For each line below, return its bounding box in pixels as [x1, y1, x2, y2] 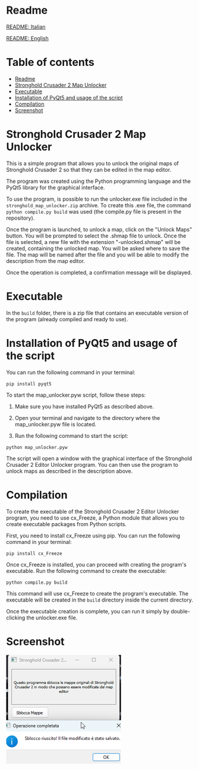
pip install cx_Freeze [6, 550, 62, 556]
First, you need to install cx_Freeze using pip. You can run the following [6, 532, 181, 539]
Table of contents [6, 56, 95, 69]
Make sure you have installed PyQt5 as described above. [14, 403, 154, 410]
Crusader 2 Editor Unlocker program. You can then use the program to [6, 461, 178, 468]
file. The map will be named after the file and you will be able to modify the [6, 251, 189, 258]
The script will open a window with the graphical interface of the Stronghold [6, 455, 192, 462]
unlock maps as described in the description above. [6, 467, 133, 474]
